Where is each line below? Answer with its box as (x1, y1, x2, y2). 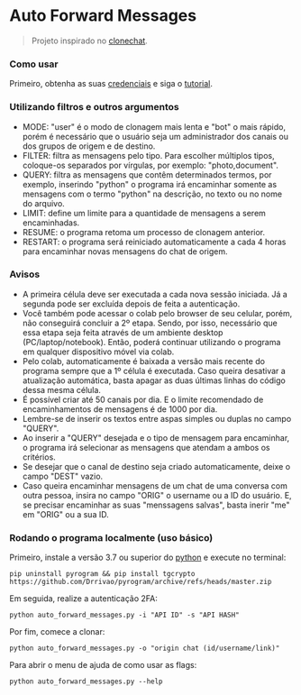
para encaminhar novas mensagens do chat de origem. (22, 245, 228, 257)
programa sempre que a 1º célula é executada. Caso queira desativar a (22, 365, 286, 376)
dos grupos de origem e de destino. (22, 141, 156, 151)
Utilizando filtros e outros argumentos (9, 101, 179, 114)
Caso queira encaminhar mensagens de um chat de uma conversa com (22, 480, 288, 491)
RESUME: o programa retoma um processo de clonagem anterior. (22, 226, 266, 237)
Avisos (9, 268, 41, 280)
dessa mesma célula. (22, 384, 102, 395)
